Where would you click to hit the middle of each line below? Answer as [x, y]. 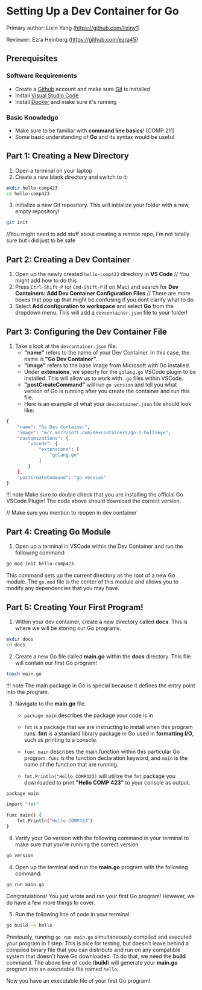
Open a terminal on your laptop [53, 170]
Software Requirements [42, 76]
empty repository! [37, 211]
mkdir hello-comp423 [32, 188]
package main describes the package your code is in [89, 715]
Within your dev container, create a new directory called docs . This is [101, 622]
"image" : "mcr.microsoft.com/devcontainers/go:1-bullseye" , [94, 432]
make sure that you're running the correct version [77, 844]
